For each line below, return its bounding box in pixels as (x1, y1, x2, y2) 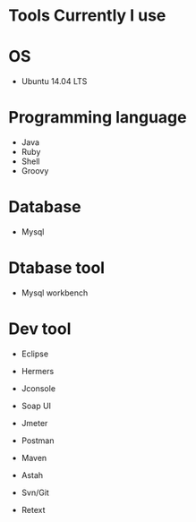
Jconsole (21, 382, 55, 394)
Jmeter (21, 417, 48, 428)
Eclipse (21, 348, 49, 359)
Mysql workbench (21, 287, 89, 298)
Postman (21, 435, 55, 446)
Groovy (21, 166, 49, 176)
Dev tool (8, 319, 72, 339)
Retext (21, 504, 46, 515)
